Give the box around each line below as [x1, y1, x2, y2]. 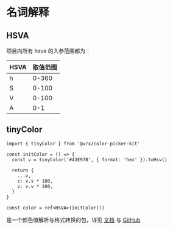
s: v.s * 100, [17, 178, 53, 184]
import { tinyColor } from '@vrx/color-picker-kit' [6, 140, 140, 147]
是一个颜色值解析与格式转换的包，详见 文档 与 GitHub [6, 216, 141, 224]
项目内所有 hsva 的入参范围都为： [6, 47, 91, 54]
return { [12, 167, 34, 173]
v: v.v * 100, [17, 183, 53, 189]
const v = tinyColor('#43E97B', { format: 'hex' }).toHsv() [12, 156, 168, 162]
